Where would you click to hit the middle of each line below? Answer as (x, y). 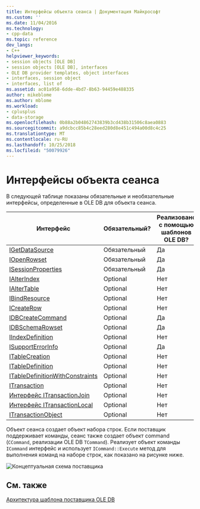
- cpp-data (20, 34)
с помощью (176, 225)
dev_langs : (20, 45)
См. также (27, 485)
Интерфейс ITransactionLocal (51, 405)
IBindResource (30, 298)
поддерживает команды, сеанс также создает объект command (88, 436)
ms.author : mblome (29, 100)
